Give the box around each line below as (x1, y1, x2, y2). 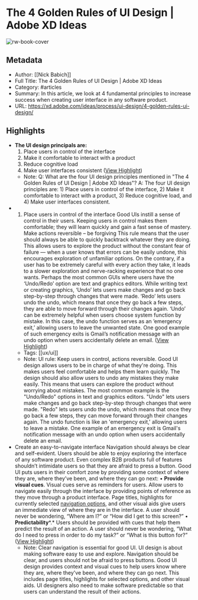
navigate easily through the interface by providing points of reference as (14, 487, 191, 494)
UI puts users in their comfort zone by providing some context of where (14, 468, 189, 476)
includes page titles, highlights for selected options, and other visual (23, 575, 190, 582)
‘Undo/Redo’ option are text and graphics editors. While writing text (23, 280, 188, 287)
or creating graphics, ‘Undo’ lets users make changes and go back (23, 286, 186, 293)
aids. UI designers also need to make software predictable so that (23, 582, 184, 589)
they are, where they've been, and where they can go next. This (23, 569, 179, 576)
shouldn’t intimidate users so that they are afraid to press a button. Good (14, 462, 192, 469)
